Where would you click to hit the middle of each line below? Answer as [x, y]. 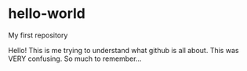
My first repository [38, 35]
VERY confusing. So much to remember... [75, 59]
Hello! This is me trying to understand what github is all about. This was [123, 50]
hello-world [47, 14]
